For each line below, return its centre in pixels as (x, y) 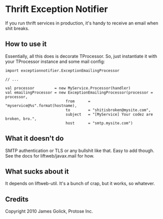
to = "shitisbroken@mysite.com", (108, 110)
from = (78, 101)
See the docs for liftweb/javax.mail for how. (50, 155)
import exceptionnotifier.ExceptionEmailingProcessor (62, 70)
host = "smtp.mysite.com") (99, 123)
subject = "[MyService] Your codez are (109, 114)
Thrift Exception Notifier (57, 9)
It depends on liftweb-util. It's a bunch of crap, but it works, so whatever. (80, 183)
